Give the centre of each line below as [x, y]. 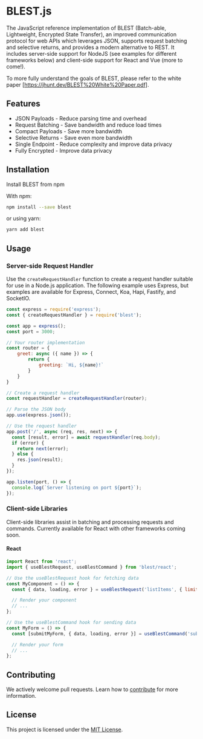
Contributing [31, 674]
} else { [23, 454]
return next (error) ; [43, 449]
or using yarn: [24, 219]
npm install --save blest [39, 207]
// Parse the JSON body [36, 409]
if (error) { [28, 443]
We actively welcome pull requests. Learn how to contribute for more [92, 689]
